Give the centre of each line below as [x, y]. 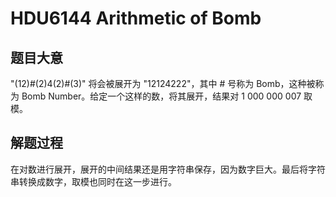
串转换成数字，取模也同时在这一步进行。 [93, 181]
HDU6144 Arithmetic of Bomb [136, 18]
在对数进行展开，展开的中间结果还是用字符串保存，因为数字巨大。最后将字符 [168, 169]
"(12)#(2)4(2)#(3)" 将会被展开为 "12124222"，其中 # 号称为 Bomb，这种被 [163, 83]
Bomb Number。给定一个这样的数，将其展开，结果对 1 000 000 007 [161, 96]
